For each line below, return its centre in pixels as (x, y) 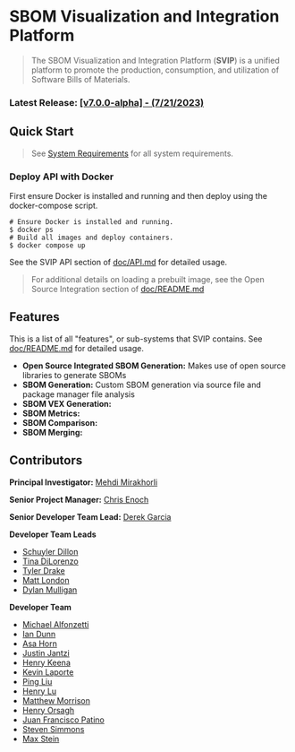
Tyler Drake (43, 570)
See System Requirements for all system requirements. (132, 153)
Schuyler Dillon (50, 551)
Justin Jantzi (46, 653)
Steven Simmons (53, 729)
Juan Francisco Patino (63, 720)
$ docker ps (31, 229)
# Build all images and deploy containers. (92, 238)
